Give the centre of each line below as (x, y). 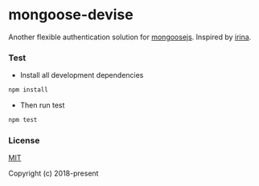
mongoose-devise (71, 15)
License (24, 140)
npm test (23, 120)
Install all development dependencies (82, 75)
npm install (28, 90)
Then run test (42, 105)
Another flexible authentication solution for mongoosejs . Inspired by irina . (130, 37)
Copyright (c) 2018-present (53, 173)
